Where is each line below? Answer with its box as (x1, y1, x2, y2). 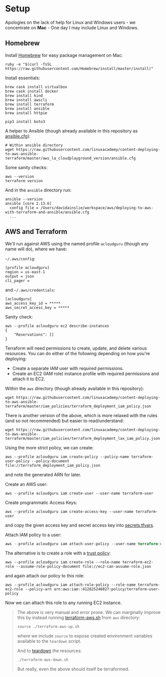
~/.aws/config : (5, 255, 36, 261)
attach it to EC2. (12, 375, 45, 382)
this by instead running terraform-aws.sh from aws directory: (17, 615, 140, 620)
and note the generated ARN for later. (5, 472, 82, 478)
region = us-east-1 (5, 269, 45, 274)
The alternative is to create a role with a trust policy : (5, 550, 111, 556)
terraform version (5, 178, 43, 184)
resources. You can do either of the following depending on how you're (5, 350, 150, 356)
